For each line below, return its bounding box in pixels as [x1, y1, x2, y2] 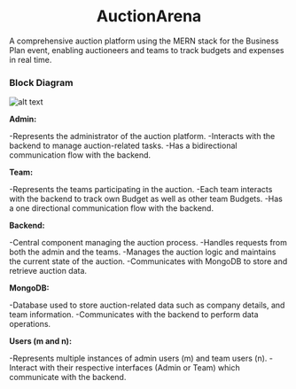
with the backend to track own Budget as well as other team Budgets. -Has [9, 193, 284, 205]
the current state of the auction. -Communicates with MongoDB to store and [9, 256, 288, 267]
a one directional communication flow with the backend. [9, 203, 214, 214]
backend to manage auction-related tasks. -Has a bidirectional [9, 140, 238, 152]
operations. [9, 319, 51, 330]
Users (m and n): [9, 336, 73, 346]
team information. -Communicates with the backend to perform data [9, 309, 259, 320]
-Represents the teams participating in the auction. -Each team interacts [9, 184, 273, 195]
